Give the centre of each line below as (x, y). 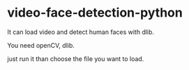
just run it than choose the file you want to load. (76, 59)
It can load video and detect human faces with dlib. (81, 32)
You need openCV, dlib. (41, 45)
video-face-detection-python (95, 13)
